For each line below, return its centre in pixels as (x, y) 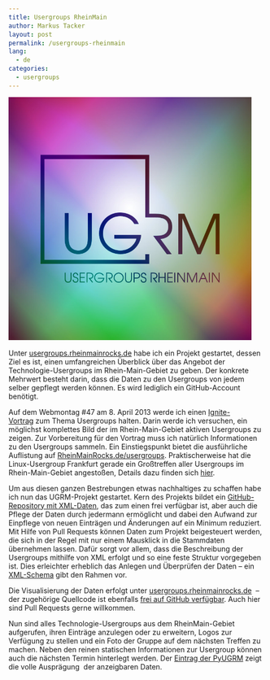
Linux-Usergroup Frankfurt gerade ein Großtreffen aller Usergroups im (126, 464)
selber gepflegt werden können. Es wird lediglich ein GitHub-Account (124, 387)
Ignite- (219, 412)
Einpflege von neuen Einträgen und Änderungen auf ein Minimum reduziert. (135, 523)
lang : (17, 52)
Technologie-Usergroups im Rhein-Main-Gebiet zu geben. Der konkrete (129, 370)
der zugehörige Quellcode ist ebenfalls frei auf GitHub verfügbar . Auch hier (135, 599)
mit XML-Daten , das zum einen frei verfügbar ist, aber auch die (152, 505)
